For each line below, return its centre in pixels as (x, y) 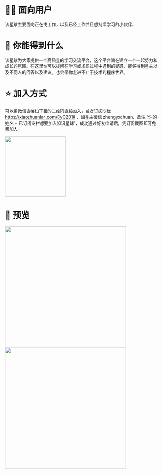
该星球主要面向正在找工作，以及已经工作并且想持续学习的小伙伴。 (71, 24)
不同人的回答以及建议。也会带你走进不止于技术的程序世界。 (68, 72)
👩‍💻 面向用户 (29, 10)
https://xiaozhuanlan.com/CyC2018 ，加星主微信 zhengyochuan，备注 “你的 (81, 117)
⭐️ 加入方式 (26, 94)
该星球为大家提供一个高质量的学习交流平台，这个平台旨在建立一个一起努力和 (81, 60)
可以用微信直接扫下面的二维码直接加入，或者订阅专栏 (58, 111)
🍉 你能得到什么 (34, 46)
